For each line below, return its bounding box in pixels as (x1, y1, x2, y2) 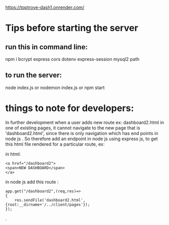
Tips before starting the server (5, 22, 138, 34)
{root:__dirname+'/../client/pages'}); (5, 202, 90, 207)
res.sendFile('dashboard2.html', (14, 197, 86, 202)
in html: (5, 151, 21, 157)
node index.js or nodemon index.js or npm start (5, 84, 105, 91)
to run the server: (5, 71, 62, 80)
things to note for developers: (5, 102, 134, 114)
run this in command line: (5, 42, 88, 51)
